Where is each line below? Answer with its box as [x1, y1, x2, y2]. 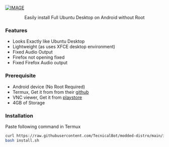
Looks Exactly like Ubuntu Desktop [12, 38, 85, 45]
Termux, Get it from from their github [12, 89, 89, 95]
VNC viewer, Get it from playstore [12, 94, 82, 100]
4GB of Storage [12, 99, 45, 105]
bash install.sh [5, 138, 39, 143]
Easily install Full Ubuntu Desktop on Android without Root [24, 15, 145, 20]
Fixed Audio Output [12, 49, 53, 55]
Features [5, 27, 28, 34]
